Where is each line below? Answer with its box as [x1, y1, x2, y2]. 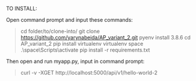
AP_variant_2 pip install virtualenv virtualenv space [20, 41, 144, 47]
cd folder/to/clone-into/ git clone [20, 28, 100, 35]
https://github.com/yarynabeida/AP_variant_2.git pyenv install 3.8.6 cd [20, 34, 191, 41]
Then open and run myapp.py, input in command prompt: [6, 58, 145, 65]
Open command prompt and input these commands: [6, 16, 133, 23]
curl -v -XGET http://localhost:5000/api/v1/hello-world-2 [20, 69, 158, 76]
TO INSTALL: [6, 5, 37, 12]
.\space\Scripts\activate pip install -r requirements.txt [20, 46, 150, 53]
